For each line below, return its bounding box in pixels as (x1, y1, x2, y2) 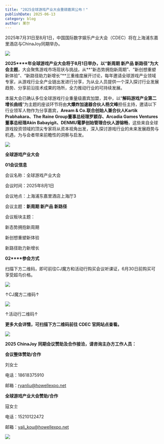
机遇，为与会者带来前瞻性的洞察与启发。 (5, 132, 86, 138)
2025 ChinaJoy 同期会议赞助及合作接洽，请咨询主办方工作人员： (5, 341, 137, 347)
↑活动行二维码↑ (5, 311, 38, 317)
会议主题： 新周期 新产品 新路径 (5, 203, 67, 209)
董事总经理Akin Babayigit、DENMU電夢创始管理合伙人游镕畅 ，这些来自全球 (5, 120, 159, 126)
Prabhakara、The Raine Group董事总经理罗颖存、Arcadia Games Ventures (5, 113, 158, 120)
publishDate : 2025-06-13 (5, 12, 56, 17)
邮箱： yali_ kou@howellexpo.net (5, 424, 69, 430)
